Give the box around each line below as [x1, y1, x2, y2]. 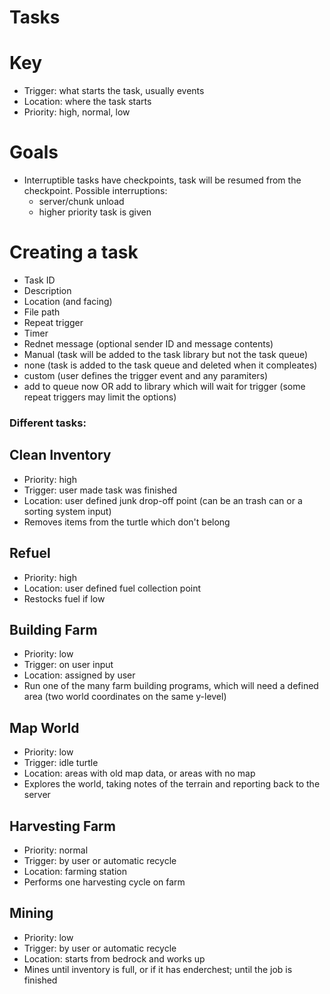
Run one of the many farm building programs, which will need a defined [23, 680, 319, 692]
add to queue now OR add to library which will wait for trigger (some [23, 381, 306, 392]
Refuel [9, 545, 51, 562]
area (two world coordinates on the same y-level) [23, 691, 227, 703]
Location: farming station [23, 865, 128, 877]
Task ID [23, 274, 56, 286]
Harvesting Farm [9, 817, 116, 835]
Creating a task [9, 241, 139, 264]
